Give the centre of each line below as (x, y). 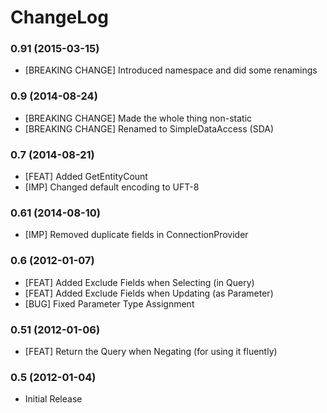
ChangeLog (59, 17)
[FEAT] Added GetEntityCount (86, 177)
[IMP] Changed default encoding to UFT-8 (112, 187)
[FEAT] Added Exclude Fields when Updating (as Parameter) (149, 293)
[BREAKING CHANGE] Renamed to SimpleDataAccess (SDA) (149, 128)
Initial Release (53, 399)
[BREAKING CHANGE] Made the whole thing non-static (138, 118)
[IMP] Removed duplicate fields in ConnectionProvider (136, 235)
